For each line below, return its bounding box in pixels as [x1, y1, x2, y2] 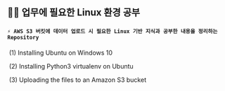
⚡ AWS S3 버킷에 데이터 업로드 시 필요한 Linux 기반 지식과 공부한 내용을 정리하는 [7, 27, 218, 35]
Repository [7, 34, 39, 41]
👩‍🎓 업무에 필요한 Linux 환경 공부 [7, 6, 141, 19]
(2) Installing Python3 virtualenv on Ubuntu [8, 62, 134, 70]
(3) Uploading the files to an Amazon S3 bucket [8, 76, 146, 84]
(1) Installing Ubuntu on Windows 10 [8, 48, 113, 57]
